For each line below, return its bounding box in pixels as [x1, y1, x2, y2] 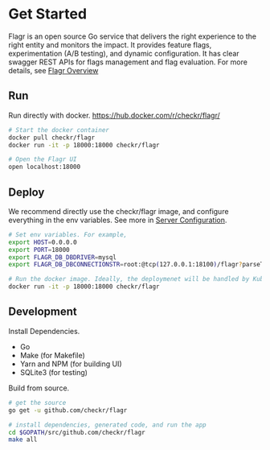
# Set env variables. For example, [8, 230, 128, 238]
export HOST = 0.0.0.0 [8, 238, 78, 246]
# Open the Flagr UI [8, 155, 78, 163]
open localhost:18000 [8, 163, 81, 171]
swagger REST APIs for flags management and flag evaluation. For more [8, 57, 247, 67]
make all [8, 436, 38, 444]
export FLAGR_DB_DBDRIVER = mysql [8, 253, 117, 262]
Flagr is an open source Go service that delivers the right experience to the [8, 31, 257, 41]
